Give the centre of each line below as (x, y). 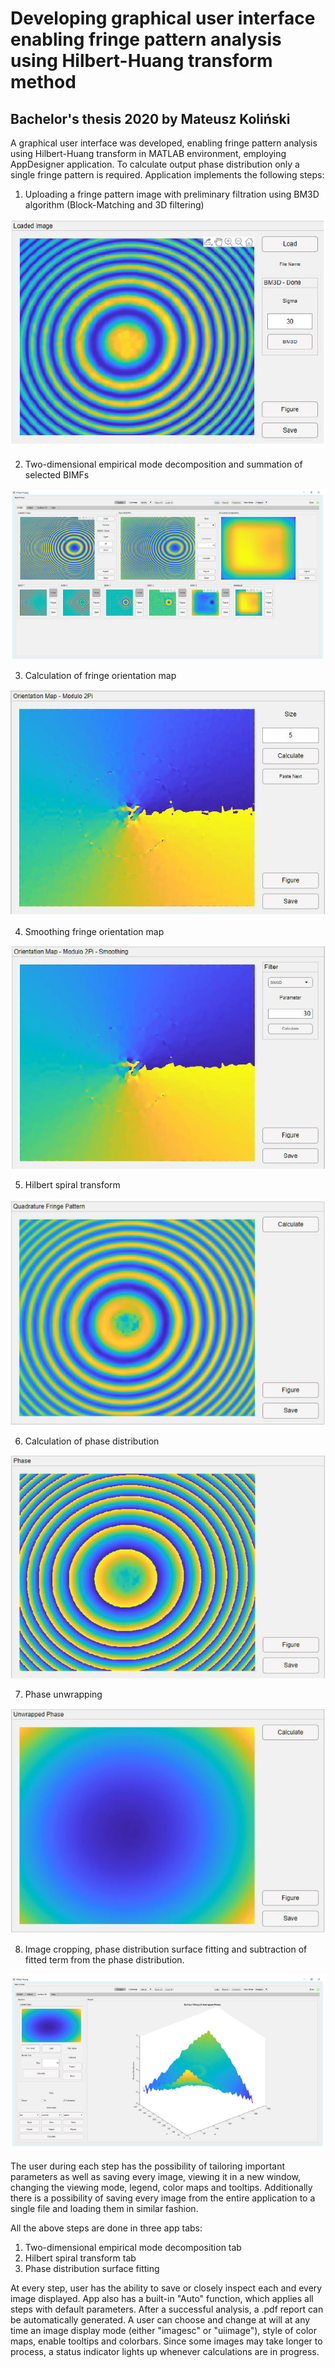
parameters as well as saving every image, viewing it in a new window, (156, 2176)
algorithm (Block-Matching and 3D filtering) (114, 205)
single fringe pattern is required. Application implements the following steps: (167, 175)
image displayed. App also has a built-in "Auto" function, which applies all (162, 2298)
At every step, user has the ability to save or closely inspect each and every (166, 2288)
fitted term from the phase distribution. (104, 1959)
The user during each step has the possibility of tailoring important (148, 2166)
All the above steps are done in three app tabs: (106, 2228)
